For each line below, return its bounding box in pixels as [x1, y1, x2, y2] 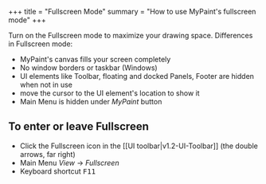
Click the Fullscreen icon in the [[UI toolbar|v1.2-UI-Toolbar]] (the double [19, 141, 259, 151]
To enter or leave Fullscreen [8, 119, 149, 134]
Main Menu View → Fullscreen [19, 158, 119, 167]
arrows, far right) [19, 149, 76, 159]
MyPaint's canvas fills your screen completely [19, 55, 171, 64]
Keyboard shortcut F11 [19, 166, 96, 176]
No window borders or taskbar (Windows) [19, 63, 158, 72]
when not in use [19, 80, 73, 89]
